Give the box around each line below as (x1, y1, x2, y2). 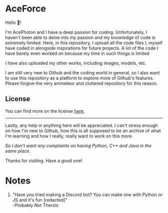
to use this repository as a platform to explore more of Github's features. (5, 75, 154, 81)
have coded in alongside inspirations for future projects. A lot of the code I (5, 45, 158, 51)
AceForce (5, 3, 46, 14)
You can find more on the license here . (5, 108, 85, 114)
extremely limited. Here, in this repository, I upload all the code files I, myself (5, 39, 162, 45)
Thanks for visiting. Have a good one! (5, 158, 82, 164)
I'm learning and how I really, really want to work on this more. (5, 133, 133, 139)
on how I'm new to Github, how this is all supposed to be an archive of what (5, 128, 161, 134)
